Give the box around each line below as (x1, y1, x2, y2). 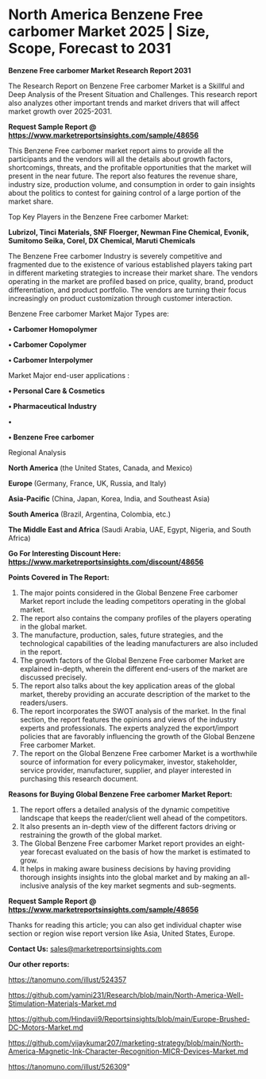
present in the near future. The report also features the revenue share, (8, 171, 238, 181)
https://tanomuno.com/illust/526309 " (8, 1061, 131, 1071)
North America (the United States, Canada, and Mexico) (8, 463, 193, 473)
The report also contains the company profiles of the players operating (19, 613, 252, 622)
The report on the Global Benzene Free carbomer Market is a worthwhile (19, 748, 258, 758)
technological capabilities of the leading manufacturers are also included (19, 638, 258, 648)
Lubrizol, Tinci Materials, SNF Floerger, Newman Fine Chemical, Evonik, (8, 227, 249, 236)
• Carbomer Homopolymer (8, 324, 98, 333)
